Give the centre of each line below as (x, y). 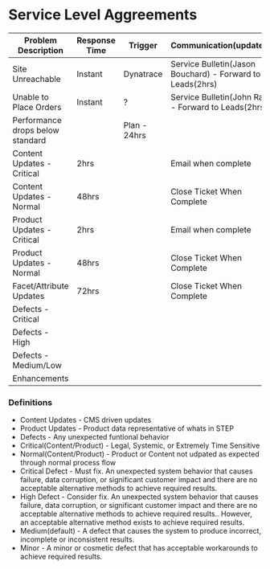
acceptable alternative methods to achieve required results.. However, (136, 514)
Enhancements (41, 378)
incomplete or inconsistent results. (77, 539)
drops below (36, 130)
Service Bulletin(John (211, 96)
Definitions (31, 402)
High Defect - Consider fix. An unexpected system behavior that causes (139, 497)
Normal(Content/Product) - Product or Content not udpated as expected (139, 454)
